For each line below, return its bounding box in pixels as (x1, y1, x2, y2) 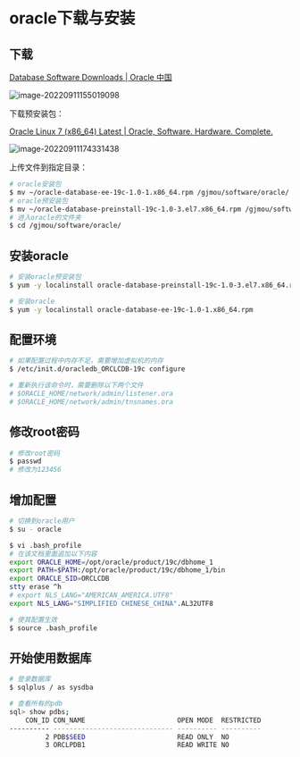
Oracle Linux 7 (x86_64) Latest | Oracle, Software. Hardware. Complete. (9, 126, 274, 137)
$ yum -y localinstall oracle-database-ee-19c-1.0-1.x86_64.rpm (9, 305, 254, 314)
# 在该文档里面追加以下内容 (9, 549, 98, 559)
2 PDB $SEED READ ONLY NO (45, 732, 229, 742)
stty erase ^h (9, 583, 62, 592)
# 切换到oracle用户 (9, 517, 75, 526)
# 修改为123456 (9, 466, 62, 475)
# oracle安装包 (9, 180, 62, 189)
